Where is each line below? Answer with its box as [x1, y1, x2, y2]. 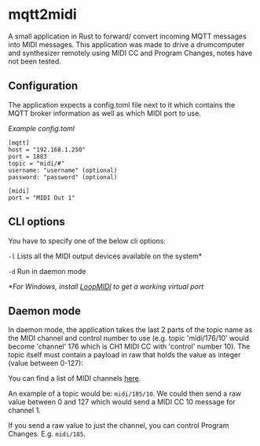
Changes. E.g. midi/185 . [8, 430, 86, 439]
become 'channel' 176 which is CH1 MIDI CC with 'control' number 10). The [8, 342, 251, 351]
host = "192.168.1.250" [8, 145, 86, 154]
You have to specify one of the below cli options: [8, 236, 167, 245]
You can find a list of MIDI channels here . [8, 374, 141, 383]
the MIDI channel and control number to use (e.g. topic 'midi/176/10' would [8, 334, 250, 343]
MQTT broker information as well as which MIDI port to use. [8, 108, 202, 118]
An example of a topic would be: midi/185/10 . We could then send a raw [8, 389, 242, 398]
